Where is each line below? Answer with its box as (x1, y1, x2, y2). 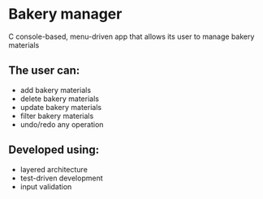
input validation (19, 181, 72, 191)
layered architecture (19, 164, 88, 174)
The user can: (8, 64, 80, 78)
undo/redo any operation (19, 119, 104, 129)
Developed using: (8, 143, 100, 157)
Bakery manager (8, 5, 123, 23)
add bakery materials (19, 85, 92, 95)
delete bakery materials (19, 94, 100, 104)
